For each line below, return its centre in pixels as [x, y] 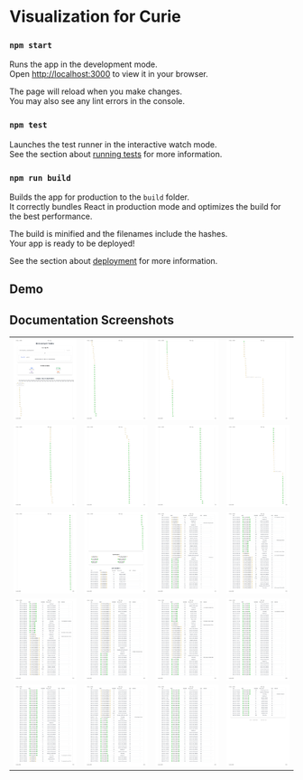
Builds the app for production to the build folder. [100, 197]
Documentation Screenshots [92, 320]
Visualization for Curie [96, 17]
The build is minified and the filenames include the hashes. [119, 234]
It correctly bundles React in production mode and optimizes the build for [145, 207]
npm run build [40, 178]
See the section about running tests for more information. [116, 154]
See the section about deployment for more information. [114, 261]
